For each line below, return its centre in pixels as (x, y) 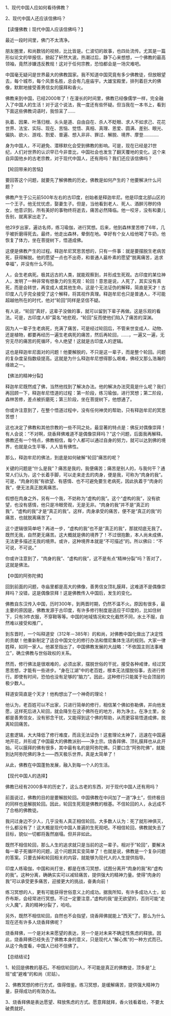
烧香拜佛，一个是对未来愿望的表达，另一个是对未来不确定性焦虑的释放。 (81, 933)
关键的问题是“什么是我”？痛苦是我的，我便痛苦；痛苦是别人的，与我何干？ (83, 468)
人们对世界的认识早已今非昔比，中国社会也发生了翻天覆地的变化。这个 (88, 152)
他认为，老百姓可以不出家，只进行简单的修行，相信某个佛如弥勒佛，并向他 (83, 705)
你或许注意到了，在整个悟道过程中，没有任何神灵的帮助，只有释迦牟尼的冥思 (85, 410)
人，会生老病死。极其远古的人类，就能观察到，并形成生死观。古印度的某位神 (85, 275)
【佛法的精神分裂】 (25, 376)
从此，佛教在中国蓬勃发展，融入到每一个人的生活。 (59, 765)
